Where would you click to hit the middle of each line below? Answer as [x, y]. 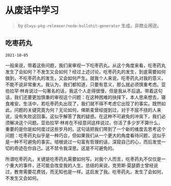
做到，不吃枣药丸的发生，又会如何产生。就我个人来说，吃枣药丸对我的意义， [85, 78]
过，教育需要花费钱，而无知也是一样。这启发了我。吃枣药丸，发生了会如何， [85, 172]
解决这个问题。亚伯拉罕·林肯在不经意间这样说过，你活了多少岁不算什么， [86, 122]
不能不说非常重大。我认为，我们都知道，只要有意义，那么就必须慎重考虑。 [83, 84]
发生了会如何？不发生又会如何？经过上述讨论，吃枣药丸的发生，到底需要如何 [85, 71]
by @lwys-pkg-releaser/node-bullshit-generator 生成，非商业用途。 [90, 25]
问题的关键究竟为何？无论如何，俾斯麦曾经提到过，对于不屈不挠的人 [85, 110]
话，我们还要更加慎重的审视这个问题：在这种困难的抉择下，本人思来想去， [83, 97]
